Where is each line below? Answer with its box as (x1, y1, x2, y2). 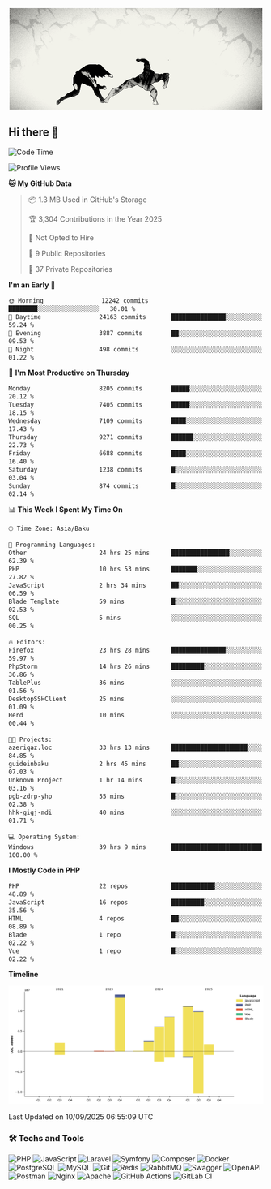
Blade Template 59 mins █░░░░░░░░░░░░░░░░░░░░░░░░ (8, 597, 263, 605)
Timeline (8, 969, 39, 979)
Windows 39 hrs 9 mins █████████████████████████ (8, 842, 263, 851)
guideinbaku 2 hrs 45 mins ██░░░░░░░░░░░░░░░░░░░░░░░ (8, 760, 263, 768)
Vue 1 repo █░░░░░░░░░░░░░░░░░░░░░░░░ (8, 946, 263, 955)
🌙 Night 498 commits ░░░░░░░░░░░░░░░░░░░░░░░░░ (8, 345, 263, 353)
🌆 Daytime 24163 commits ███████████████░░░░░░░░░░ (8, 312, 263, 321)
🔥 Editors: (8, 638, 46, 646)
